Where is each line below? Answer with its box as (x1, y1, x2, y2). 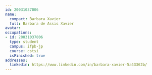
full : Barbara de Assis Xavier (9, 21, 74, 26)
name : (5, 12, 16, 17)
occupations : (5, 30, 32, 35)
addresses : (5, 58, 28, 63)
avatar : (5, 26, 21, 31)
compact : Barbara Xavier (9, 16, 61, 21)
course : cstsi (9, 48, 39, 53)
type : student (9, 39, 39, 44)
